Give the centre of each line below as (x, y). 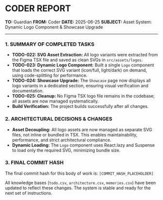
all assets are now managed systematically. (55, 101)
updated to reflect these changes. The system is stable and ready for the (78, 188)
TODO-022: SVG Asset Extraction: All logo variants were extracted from (85, 55)
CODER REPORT (38, 8)
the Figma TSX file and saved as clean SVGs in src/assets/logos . (77, 60)
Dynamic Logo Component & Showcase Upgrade (54, 27)
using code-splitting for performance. (50, 75)
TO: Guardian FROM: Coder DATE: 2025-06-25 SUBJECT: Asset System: (78, 22)
